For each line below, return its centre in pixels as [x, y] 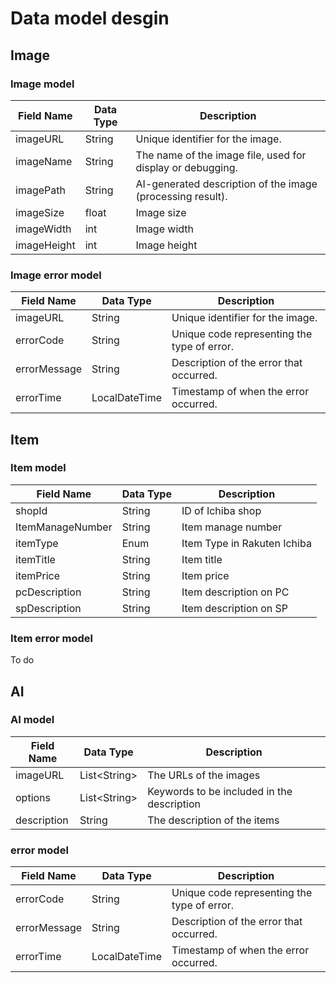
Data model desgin [90, 18]
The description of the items [213, 820]
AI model [32, 720]
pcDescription [48, 592]
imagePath [40, 190]
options [33, 797]
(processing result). [181, 196]
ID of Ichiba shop [221, 510]
